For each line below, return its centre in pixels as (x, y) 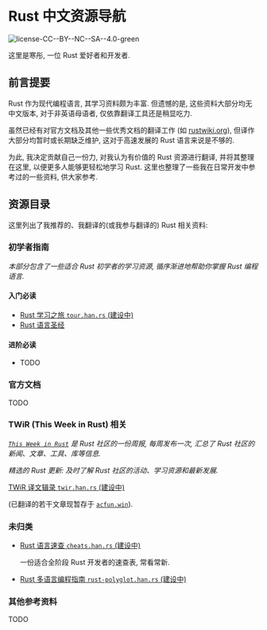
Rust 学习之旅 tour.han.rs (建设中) (76, 315)
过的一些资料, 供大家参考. (56, 176)
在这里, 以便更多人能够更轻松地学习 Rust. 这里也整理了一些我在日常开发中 (128, 167)
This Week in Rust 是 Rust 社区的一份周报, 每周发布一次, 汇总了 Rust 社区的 (132, 443)
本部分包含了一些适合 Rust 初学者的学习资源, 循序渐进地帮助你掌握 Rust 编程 (133, 266)
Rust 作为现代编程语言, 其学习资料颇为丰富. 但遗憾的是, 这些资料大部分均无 (130, 103)
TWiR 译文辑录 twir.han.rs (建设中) (67, 487)
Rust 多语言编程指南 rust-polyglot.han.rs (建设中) (103, 579)
